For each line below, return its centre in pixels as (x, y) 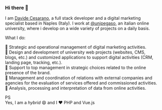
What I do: (15, 38)
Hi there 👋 (17, 8)
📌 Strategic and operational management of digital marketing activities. (76, 47)
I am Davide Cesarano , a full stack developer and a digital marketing (73, 18)
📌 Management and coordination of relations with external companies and (79, 78)
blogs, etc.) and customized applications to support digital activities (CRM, (79, 57)
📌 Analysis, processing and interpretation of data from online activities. (76, 88)
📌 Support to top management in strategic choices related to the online (76, 68)
